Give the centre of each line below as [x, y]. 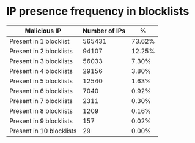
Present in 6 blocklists [41, 91]
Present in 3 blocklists [41, 61]
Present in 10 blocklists [43, 131]
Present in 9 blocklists [41, 121]
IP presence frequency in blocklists [98, 11]
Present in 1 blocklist [39, 41]
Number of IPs [104, 31]
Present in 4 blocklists [41, 71]
